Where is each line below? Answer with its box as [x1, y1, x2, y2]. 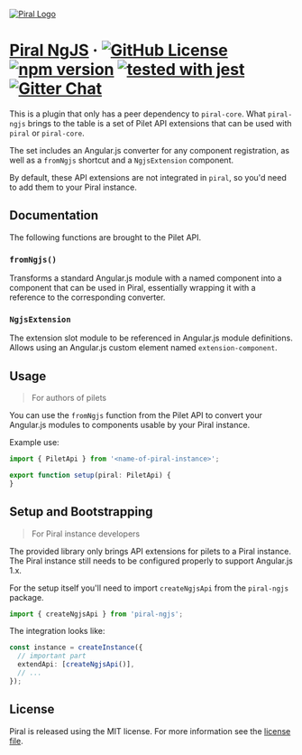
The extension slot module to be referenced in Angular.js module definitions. [9, 332, 293, 343]
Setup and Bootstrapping [9, 504, 153, 519]
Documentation [9, 208, 99, 223]
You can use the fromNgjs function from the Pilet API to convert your [9, 410, 263, 421]
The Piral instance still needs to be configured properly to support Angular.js [9, 555, 293, 566]
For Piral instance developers [31, 528, 141, 539]
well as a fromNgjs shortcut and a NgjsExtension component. [9, 154, 234, 165]
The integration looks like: [9, 626, 105, 637]
